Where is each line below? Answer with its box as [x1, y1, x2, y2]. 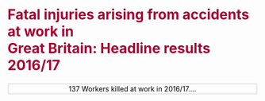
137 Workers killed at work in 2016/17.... [68, 84, 197, 93]
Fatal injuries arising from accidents [7, 6, 250, 24]
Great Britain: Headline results [7, 40, 211, 57]
